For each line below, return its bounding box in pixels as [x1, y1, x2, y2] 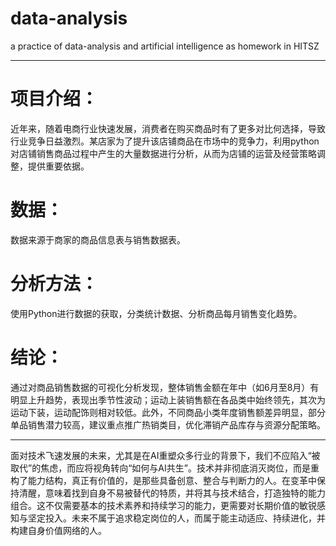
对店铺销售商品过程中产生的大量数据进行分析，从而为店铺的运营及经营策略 [10, 147, 317, 159]
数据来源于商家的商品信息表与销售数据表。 [10, 233, 186, 246]
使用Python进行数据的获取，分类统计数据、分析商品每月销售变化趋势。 [10, 307, 303, 319]
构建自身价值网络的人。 [10, 524, 107, 536]
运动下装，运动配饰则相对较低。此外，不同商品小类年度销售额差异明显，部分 [10, 406, 326, 418]
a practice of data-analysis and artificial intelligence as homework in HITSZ [10, 40, 320, 52]
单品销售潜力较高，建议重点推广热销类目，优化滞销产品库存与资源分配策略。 [10, 418, 326, 431]
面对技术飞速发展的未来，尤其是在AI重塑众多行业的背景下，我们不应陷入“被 [10, 449, 321, 461]
